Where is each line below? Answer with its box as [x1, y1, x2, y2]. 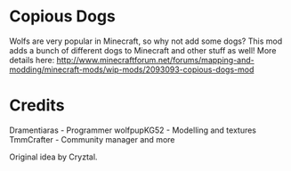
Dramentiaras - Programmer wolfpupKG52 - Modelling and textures [9, 125, 256, 135]
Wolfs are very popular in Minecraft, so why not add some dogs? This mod [9, 36, 283, 46]
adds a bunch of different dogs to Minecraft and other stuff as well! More [9, 45, 277, 55]
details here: [9, 54, 55, 65]
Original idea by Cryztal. [9, 151, 98, 162]
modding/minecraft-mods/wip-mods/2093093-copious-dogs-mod [9, 64, 255, 75]
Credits [9, 95, 65, 116]
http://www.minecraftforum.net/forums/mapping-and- [56, 54, 255, 65]
